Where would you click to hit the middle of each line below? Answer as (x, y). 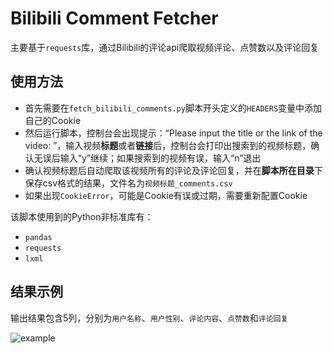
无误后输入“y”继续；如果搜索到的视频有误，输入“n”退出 (147, 158)
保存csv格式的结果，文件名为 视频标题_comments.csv (128, 183)
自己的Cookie (53, 120)
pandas (38, 237)
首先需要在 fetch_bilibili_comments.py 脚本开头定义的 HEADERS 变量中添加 (173, 108)
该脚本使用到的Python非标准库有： (82, 216)
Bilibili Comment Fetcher (114, 18)
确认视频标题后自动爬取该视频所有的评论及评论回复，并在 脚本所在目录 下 (173, 170)
